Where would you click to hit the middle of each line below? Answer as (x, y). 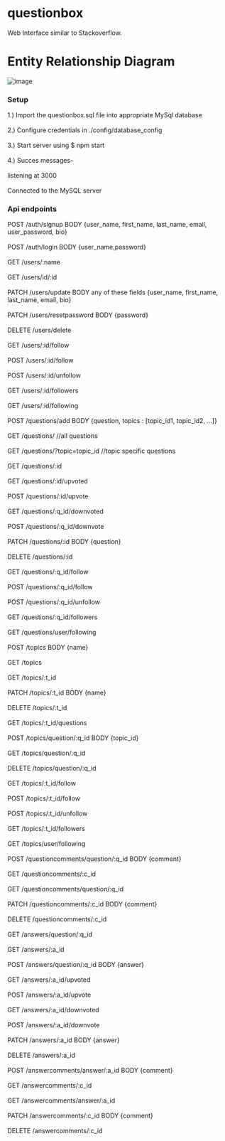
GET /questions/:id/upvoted (48, 481)
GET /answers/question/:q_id (50, 934)
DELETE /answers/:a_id (42, 1055)
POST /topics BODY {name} (48, 648)
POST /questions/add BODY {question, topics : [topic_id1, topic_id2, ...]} (112, 421)
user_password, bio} (37, 232)
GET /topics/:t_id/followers (46, 829)
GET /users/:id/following (43, 406)
